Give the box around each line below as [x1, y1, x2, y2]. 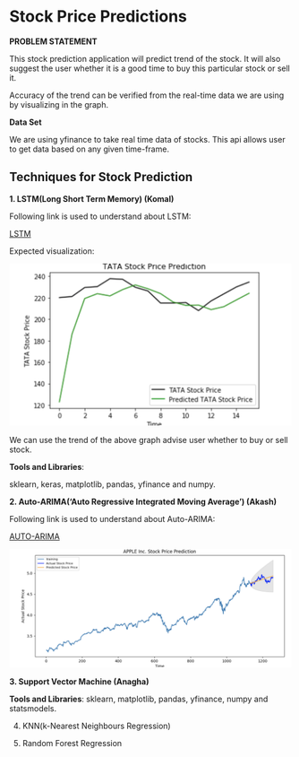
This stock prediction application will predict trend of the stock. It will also [9, 53, 281, 64]
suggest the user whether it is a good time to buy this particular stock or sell [9, 63, 291, 74]
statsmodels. [9, 702, 56, 714]
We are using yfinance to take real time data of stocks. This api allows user [9, 134, 286, 144]
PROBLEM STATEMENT [9, 36, 98, 47]
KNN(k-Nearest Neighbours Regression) [21, 720, 172, 731]
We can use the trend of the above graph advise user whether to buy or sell [9, 435, 288, 446]
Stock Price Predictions [9, 6, 188, 27]
